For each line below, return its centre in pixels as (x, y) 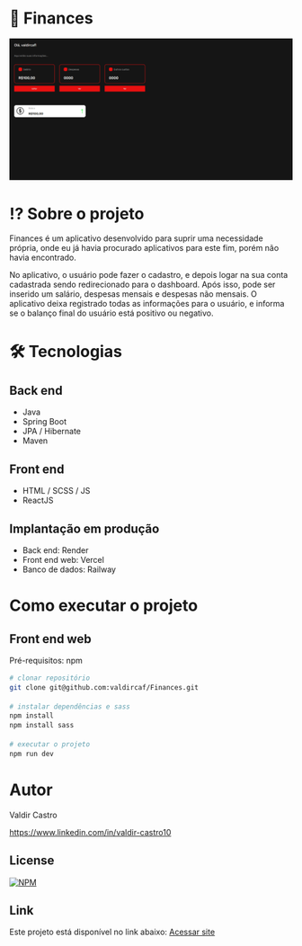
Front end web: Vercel (63, 559)
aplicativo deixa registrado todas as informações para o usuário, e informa (147, 304)
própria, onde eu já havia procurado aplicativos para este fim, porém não (144, 248)
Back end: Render (55, 550)
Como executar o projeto (104, 606)
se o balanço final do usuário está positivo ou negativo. (111, 313)
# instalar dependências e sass (70, 706)
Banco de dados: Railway (69, 569)
